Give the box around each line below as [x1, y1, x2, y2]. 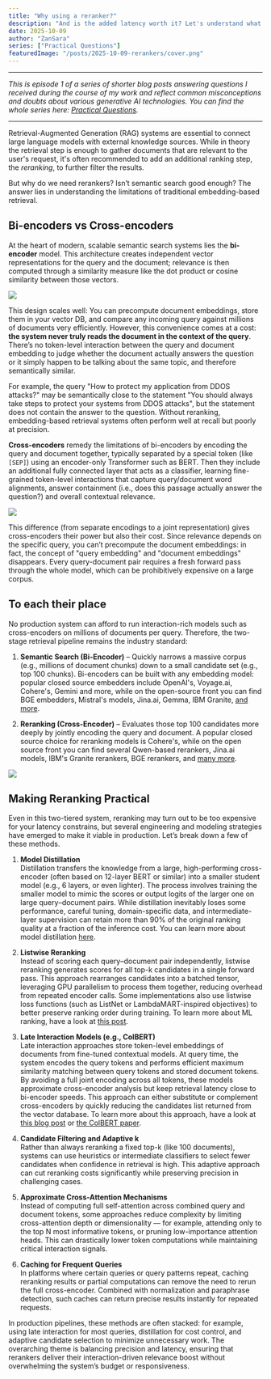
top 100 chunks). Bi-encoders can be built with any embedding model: [19, 669, 254, 679]
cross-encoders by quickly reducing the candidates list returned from [19, 1101, 252, 1110]
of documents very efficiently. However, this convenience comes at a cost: [8, 323, 256, 332]
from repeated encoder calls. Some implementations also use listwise [19, 991, 252, 1000]
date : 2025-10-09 [8, 27, 67, 35]
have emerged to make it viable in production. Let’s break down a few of [8, 831, 248, 840]
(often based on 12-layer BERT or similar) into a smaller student [49, 872, 261, 882]
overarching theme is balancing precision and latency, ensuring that [8, 1344, 234, 1354]
